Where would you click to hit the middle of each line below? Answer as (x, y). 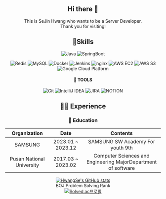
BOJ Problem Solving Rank (83, 185)
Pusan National (27, 159)
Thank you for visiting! (83, 26)
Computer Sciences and (122, 156)
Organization (27, 133)
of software (122, 168)
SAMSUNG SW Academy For (122, 141)
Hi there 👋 (83, 9)
